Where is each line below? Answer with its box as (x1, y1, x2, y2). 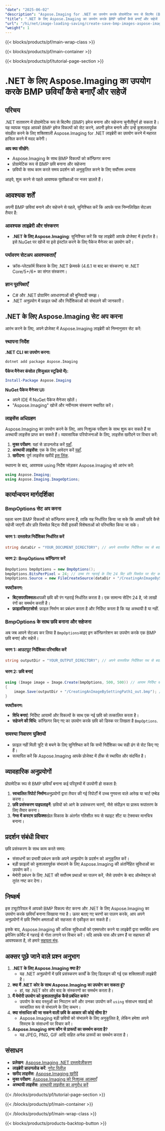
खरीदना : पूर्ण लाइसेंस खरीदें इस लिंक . (12, 452, 70, 459)
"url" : (5, 21, 19, 26)
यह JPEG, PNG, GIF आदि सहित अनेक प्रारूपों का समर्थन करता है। (19, 1031, 129, 1038)
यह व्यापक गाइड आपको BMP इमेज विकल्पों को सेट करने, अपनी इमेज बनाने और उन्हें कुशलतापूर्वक (5, 125, 157, 131)
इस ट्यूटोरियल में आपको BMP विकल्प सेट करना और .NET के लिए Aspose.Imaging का (5, 906, 150, 912)
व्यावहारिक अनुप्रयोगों (5, 768, 52, 776)
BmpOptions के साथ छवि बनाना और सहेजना (5, 618, 92, 625)
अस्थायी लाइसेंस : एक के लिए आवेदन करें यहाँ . (12, 447, 82, 453)
